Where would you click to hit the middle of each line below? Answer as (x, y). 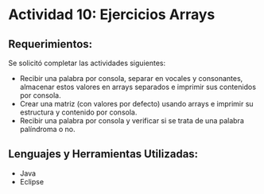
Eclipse (32, 181)
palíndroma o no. (47, 129)
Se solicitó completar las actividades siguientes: (87, 63)
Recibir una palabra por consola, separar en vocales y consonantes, (131, 78)
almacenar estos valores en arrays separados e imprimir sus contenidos (138, 87)
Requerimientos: (50, 44)
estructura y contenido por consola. (78, 112)
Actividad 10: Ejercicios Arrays (112, 15)
